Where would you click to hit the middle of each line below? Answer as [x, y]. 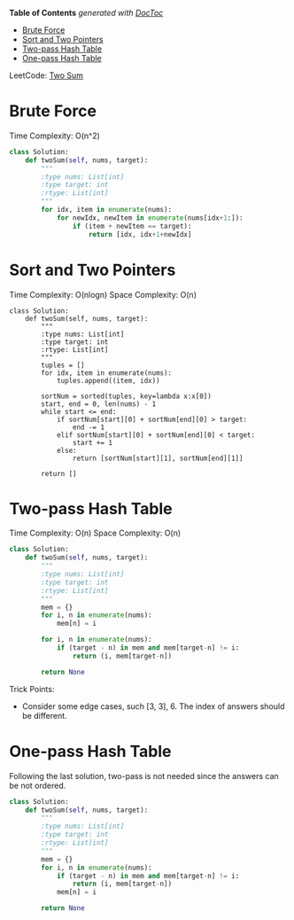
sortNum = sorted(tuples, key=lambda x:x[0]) [127, 396]
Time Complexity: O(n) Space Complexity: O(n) [95, 533]
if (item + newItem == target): [132, 226]
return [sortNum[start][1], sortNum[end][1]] [158, 458]
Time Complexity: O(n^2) [54, 136]
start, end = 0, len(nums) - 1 [99, 404]
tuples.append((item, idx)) [108, 380]
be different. [45, 715]
